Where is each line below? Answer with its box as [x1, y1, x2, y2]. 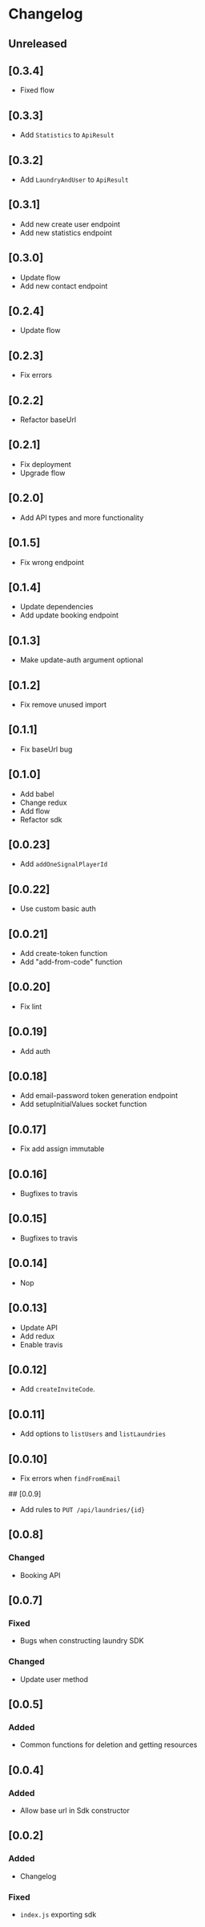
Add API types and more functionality [19, 512, 144, 523]
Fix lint [19, 1002, 42, 1011]
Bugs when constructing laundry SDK [19, 1636, 144, 1646]
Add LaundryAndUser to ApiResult [19, 174, 129, 185]
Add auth [19, 1046, 50, 1056]
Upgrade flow [19, 468, 66, 478]
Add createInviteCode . [19, 1384, 96, 1394]
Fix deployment [19, 459, 71, 469]
